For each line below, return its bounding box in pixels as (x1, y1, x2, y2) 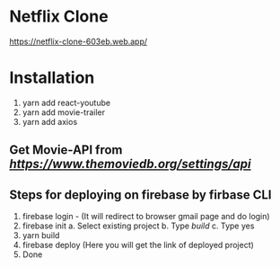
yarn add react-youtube (22, 97, 110, 108)
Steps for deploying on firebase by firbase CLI (9, 187, 272, 202)
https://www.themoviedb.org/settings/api (9, 156, 251, 172)
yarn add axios (22, 116, 78, 127)
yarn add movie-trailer (22, 106, 106, 118)
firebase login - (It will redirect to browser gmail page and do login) (22, 211, 271, 222)
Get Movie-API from (9, 142, 123, 158)
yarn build (22, 230, 60, 241)
